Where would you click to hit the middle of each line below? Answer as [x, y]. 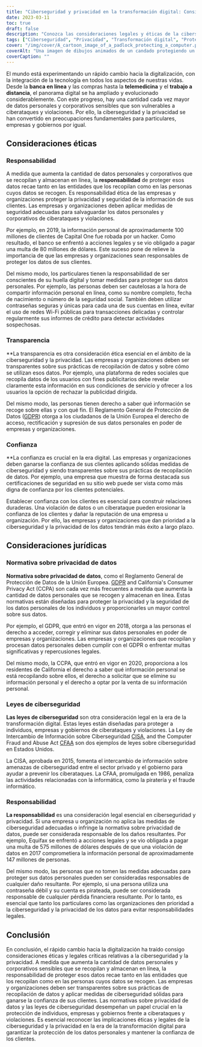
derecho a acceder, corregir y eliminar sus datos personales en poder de [96, 632]
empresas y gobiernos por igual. [46, 124]
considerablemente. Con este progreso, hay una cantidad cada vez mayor [98, 99]
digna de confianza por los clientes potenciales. [66, 489]
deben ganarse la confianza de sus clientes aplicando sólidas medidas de [98, 464]
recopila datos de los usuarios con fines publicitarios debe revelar [88, 379]
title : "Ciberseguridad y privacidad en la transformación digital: [94, 12]
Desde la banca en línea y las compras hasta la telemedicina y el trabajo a [99, 86]
